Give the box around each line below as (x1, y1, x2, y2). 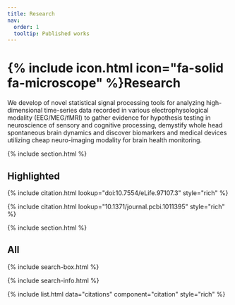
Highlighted (7, 170, 60, 182)
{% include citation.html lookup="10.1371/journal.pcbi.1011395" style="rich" (7, 202, 225, 211)
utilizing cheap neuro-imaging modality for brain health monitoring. (7, 136, 203, 144)
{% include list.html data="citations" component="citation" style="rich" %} (7, 290, 226, 298)
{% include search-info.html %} (7, 276, 100, 285)
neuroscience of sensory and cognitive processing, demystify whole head (7, 121, 223, 130)
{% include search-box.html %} (7, 262, 100, 271)
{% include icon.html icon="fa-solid (7, 61, 224, 76)
